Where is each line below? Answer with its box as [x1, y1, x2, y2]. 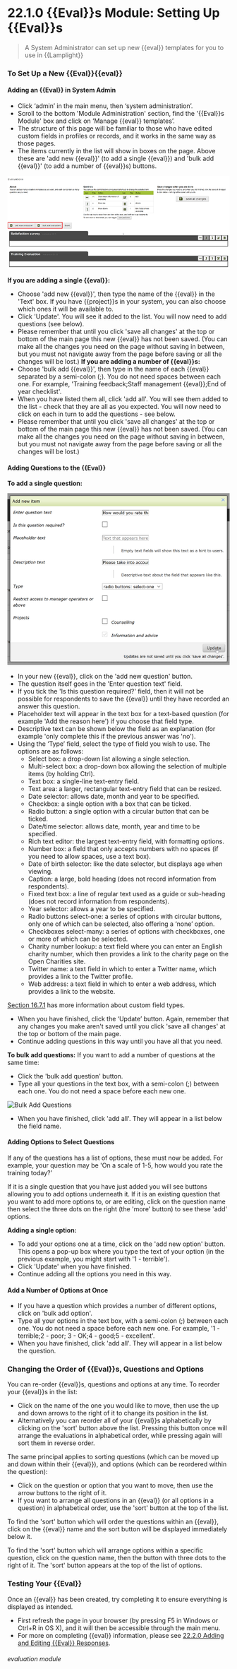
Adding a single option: [7, 1225, 77, 1234]
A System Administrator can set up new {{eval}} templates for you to [24, 43, 224, 52]
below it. [7, 1533, 32, 1541]
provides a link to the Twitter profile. [28, 972, 133, 980]
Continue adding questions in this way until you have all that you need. [17, 1037, 223, 1045]
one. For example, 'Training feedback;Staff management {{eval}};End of [17, 380, 227, 388]
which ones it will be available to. [17, 305, 114, 314]
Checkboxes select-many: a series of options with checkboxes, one [28, 927, 226, 935]
